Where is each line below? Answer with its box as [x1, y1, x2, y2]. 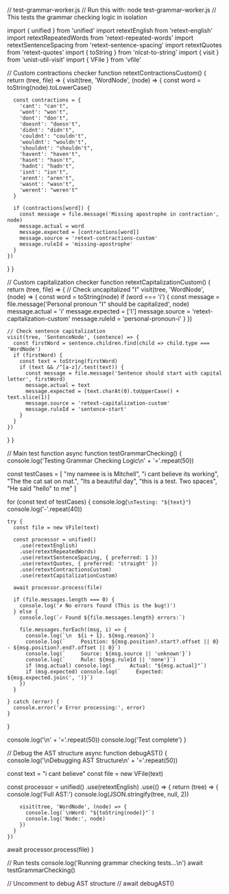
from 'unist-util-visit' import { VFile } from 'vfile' [7, 56, 142, 64]
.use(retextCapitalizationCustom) [19, 572, 118, 579]
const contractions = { [13, 97, 81, 104]
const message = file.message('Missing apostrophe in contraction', [19, 211, 219, 217]
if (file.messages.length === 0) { [13, 596, 115, 603]
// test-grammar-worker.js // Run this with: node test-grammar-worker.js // [7, 6, 217, 14]
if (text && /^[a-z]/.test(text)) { [19, 364, 125, 370]
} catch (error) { [7, 698, 60, 705]
